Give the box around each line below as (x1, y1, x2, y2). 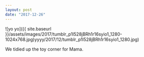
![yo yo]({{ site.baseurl (5, 25, 51, 31)
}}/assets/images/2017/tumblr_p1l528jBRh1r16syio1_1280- (5, 31, 123, 37)
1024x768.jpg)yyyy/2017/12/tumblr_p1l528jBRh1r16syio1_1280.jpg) (5, 36, 140, 42)
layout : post (5, 7, 32, 12)
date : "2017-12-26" (5, 12, 46, 17)
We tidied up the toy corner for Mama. (5, 46, 84, 52)
